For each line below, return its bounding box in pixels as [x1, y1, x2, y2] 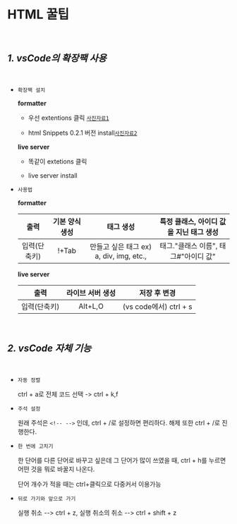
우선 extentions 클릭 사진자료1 [28, 114, 109, 122]
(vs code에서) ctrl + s [122, 301, 193, 311]
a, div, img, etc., [95, 251, 147, 261]
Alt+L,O [78, 301, 104, 311]
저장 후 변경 [139, 288, 176, 298]
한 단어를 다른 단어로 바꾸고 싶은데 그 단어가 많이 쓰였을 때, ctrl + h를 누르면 [17, 456, 226, 464]
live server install [28, 171, 78, 180]
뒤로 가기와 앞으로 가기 [17, 495, 76, 502]
